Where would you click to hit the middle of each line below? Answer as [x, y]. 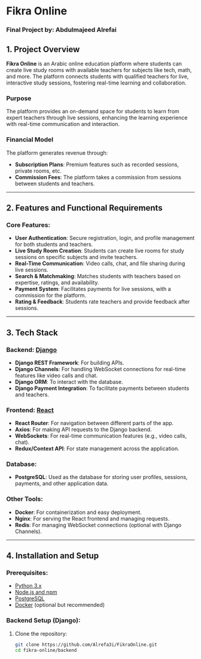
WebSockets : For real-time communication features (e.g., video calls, [101, 436]
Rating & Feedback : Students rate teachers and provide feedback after [102, 302]
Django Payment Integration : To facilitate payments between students [102, 388]
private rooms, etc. [38, 171]
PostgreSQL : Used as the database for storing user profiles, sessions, [101, 477]
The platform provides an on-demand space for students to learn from [93, 112]
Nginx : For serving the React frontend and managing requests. [92, 518]
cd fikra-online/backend [46, 650]
